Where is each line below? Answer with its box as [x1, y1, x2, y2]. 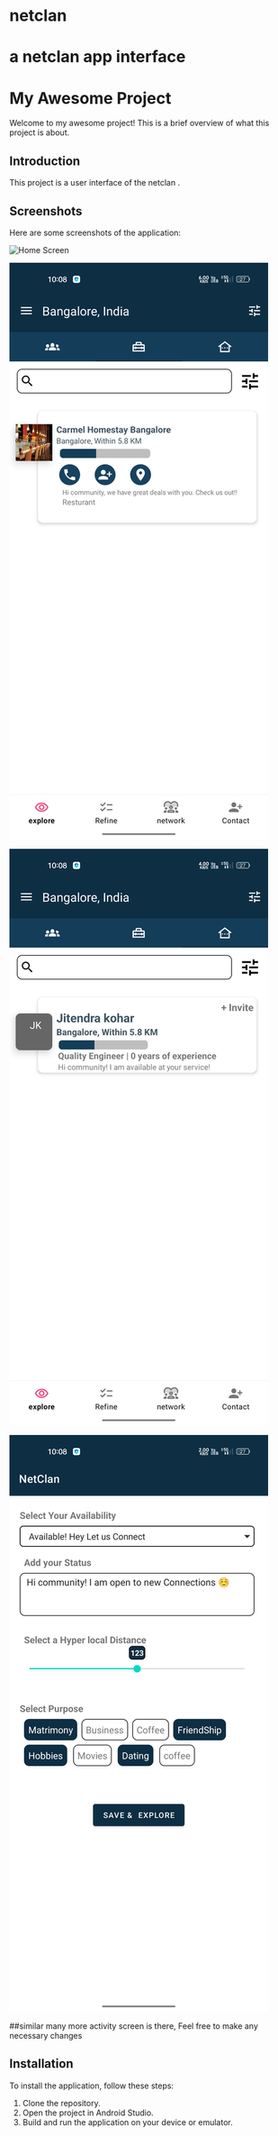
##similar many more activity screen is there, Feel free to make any [9, 2020, 259, 2031]
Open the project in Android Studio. [22, 2107, 155, 2118]
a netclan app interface [9, 47, 186, 68]
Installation [9, 2056, 74, 2072]
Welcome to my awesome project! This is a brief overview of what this [9, 118, 270, 129]
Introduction [9, 153, 81, 168]
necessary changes [9, 2030, 83, 2041]
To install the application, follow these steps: [9, 2080, 174, 2091]
